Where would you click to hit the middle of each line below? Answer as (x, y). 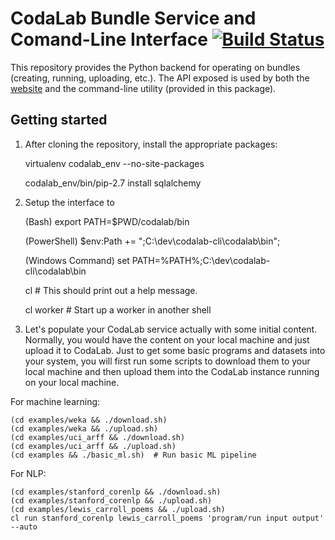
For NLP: (28, 473)
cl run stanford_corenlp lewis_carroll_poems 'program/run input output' (167, 518)
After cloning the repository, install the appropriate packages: (151, 144)
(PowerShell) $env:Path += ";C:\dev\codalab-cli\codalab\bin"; (152, 241)
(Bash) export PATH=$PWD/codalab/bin (107, 221)
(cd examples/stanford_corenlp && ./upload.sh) (111, 500)
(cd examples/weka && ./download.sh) (89, 420)
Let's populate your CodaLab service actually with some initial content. (171, 329)
